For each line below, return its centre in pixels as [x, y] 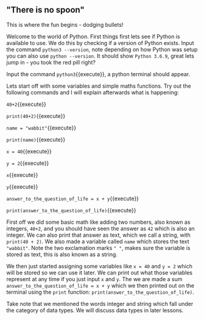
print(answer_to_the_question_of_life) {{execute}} [71, 210]
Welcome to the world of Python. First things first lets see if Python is [93, 37]
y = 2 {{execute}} [28, 163]
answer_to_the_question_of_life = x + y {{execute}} [72, 198]
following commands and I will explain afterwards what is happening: [93, 92]
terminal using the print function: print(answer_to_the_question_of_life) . [100, 292]
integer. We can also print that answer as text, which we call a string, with [98, 235]
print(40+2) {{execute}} [36, 116]
